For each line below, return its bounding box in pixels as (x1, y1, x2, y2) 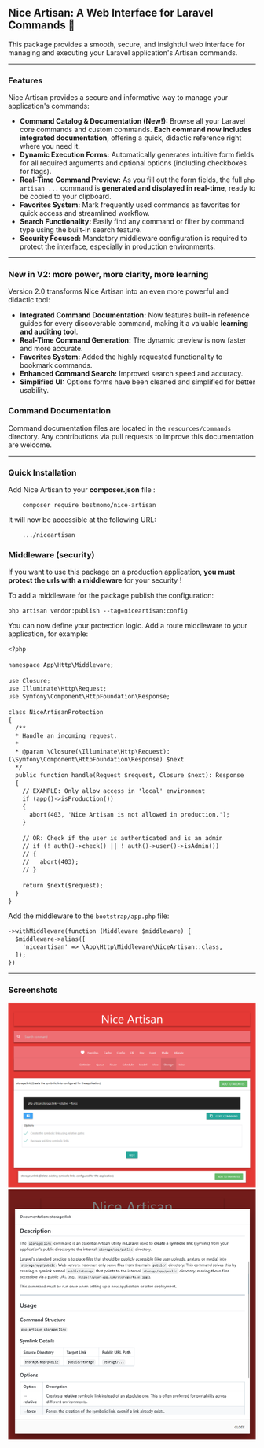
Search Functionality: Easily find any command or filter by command (19, 217, 244, 227)
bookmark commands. (19, 361, 93, 370)
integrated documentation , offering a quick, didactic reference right (19, 133, 242, 143)
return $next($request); (22, 882, 104, 890)
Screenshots (8, 984, 58, 995)
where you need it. (19, 142, 81, 151)
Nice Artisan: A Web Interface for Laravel (8, 6, 214, 20)
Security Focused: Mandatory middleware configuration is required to (19, 234, 247, 243)
